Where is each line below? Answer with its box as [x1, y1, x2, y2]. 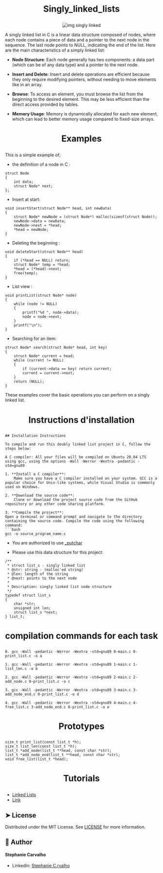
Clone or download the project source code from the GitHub [14, 497, 138, 502]
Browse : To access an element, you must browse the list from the [12, 91, 144, 97]
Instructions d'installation [28, 414, 135, 425]
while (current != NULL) [14, 358, 64, 363]
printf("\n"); [14, 323, 42, 328]
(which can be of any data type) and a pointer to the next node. [12, 62, 139, 68]
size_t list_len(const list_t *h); [5, 744, 77, 749]
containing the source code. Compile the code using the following [5, 518, 145, 523]
